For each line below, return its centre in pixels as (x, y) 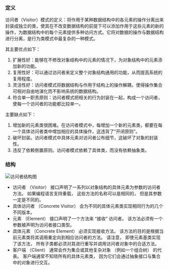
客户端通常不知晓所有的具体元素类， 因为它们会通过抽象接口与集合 (92, 256)
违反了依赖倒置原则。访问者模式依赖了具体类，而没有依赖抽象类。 (81, 150)
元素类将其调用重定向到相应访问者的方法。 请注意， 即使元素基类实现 (89, 237)
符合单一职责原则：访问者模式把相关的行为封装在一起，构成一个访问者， (87, 98)
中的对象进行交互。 (32, 262)
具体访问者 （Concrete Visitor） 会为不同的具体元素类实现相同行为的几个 (88, 206)
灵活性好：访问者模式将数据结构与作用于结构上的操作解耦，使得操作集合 (87, 85)
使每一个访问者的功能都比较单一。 (48, 104)
